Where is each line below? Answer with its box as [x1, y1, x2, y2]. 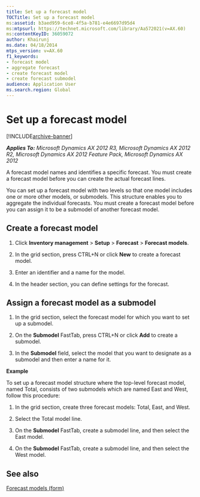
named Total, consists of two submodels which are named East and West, [6, 385, 189, 393]
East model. [14, 433, 44, 441]
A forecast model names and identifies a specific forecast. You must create [6, 169, 192, 176]
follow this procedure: [6, 392, 60, 399]
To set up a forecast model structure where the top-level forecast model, [6, 379, 186, 387]
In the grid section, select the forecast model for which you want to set [14, 313, 190, 321]
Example [6, 367, 29, 375]
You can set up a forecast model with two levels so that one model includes [6, 187, 193, 194]
